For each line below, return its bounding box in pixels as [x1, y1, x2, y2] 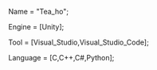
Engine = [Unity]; [8, 22, 65, 31]
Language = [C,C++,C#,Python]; [8, 53, 115, 62]
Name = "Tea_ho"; [8, 7, 69, 16]
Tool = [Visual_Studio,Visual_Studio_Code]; [8, 37, 149, 47]
